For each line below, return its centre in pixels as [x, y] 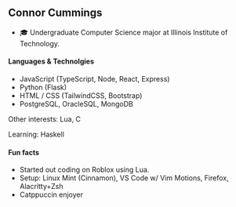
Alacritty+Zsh [41, 187]
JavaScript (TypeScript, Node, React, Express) [94, 79]
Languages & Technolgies [51, 61]
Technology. [40, 43]
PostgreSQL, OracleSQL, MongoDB [76, 104]
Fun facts [24, 152]
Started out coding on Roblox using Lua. [84, 170]
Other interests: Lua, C [44, 119]
